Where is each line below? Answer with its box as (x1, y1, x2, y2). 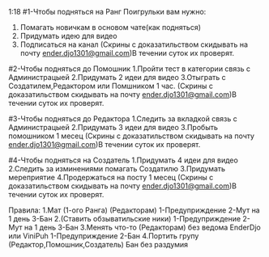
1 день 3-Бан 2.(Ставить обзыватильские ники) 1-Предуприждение (8, 214, 241, 223)
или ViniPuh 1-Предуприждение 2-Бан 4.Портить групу (8, 231, 199, 241)
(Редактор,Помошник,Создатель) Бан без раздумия (8, 240, 189, 249)
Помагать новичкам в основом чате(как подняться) (19, 23, 201, 32)
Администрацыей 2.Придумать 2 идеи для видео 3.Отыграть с (8, 73, 227, 82)
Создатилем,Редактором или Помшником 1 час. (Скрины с (8, 81, 213, 91)
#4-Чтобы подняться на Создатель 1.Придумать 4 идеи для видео (8, 155, 239, 165)
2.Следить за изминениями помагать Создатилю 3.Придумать (8, 164, 225, 173)
